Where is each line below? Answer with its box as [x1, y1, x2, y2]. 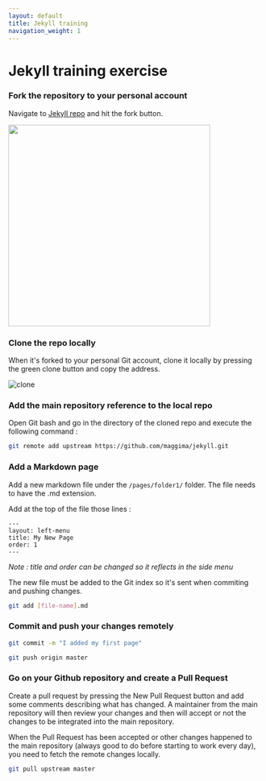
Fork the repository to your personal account [8, 90, 188, 102]
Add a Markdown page [8, 461, 99, 472]
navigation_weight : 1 [8, 27, 81, 35]
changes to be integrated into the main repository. [8, 717, 175, 726]
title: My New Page [8, 534, 74, 542]
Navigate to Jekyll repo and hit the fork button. [8, 108, 164, 118]
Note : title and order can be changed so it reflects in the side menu [8, 562, 234, 571]
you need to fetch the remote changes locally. [8, 749, 161, 758]
